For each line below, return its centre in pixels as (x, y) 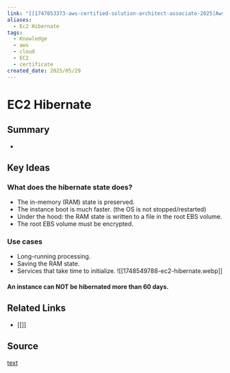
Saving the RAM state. (48, 263)
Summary (28, 130)
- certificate (33, 64)
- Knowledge (30, 39)
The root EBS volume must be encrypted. (75, 224)
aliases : (20, 20)
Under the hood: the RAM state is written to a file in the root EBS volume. (119, 217)
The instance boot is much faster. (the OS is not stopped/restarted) (112, 209)
